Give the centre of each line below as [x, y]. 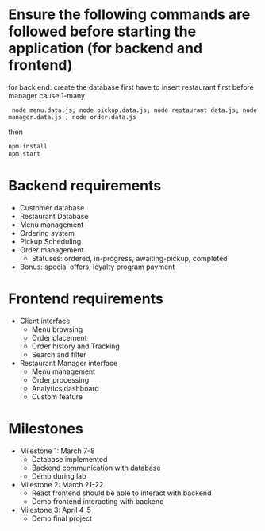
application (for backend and [106, 48]
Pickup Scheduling [50, 241]
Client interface [45, 321]
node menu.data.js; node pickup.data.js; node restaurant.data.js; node [134, 110]
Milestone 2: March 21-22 [61, 484]
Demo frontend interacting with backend [98, 501]
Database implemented [69, 459]
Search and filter [59, 354]
